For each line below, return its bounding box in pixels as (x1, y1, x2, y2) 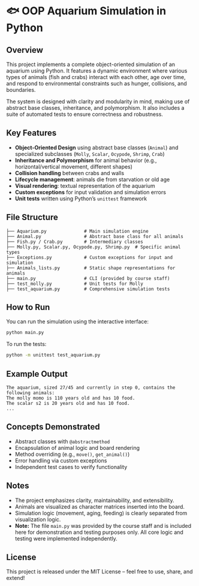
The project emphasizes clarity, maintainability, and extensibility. (14, 497, 174, 504)
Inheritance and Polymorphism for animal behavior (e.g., (14, 157, 157, 164)
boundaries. (6, 86, 36, 93)
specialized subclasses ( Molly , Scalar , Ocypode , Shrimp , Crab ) (14, 150, 165, 157)
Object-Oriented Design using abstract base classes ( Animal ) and (14, 144, 179, 151)
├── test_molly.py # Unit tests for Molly (6, 281, 144, 287)
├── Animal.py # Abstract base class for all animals (6, 233, 184, 239)
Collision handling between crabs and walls (14, 169, 125, 176)
